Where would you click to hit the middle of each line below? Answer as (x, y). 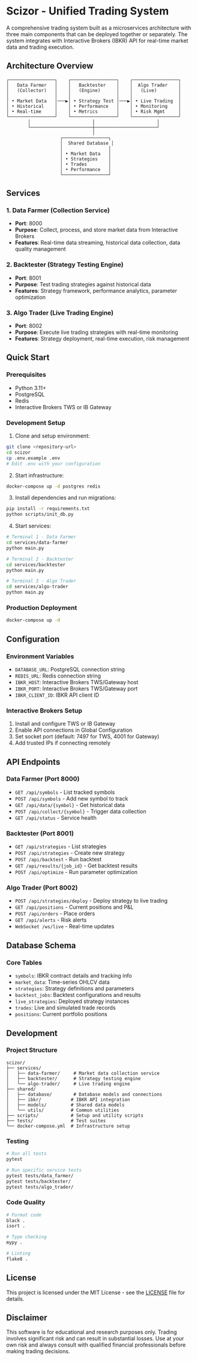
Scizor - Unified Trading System (88, 11)
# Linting (19, 1254)
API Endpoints (33, 762)
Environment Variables (40, 656)
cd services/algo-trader (37, 587)
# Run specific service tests (44, 1170)
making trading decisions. (38, 1351)
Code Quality (26, 1202)
